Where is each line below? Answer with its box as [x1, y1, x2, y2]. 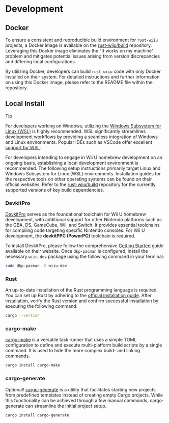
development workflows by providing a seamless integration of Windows [5, 134, 158, 140]
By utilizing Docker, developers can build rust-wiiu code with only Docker [5, 68, 161, 74]
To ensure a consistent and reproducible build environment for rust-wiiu [5, 37, 158, 43]
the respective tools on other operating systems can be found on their [5, 176, 152, 182]
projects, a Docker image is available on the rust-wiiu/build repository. [5, 42, 152, 48]
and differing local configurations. [5, 59, 76, 64]
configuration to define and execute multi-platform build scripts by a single [5, 342, 162, 348]
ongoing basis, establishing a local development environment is [5, 160, 138, 166]
